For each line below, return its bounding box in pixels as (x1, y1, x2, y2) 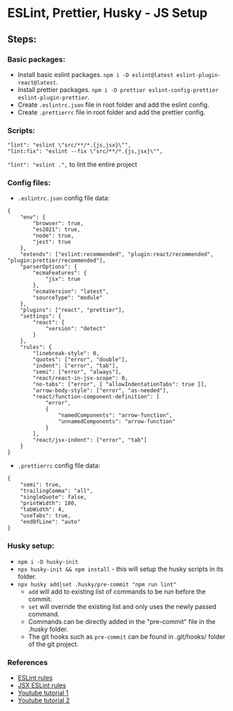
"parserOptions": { (20, 263, 78, 270)
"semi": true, (20, 481, 62, 489)
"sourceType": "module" (33, 294, 103, 301)
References (7, 657, 48, 667)
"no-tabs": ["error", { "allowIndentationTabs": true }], (33, 381, 208, 388)
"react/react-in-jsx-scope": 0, (33, 375, 129, 382)
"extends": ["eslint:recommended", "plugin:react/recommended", (20, 251, 214, 258)
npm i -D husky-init (17, 558, 79, 565)
